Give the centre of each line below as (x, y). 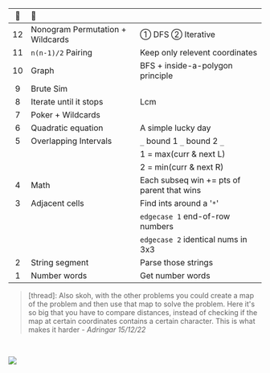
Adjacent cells (57, 203)
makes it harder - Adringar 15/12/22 (87, 330)
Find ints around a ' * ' (180, 203)
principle (157, 76)
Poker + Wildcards (65, 115)
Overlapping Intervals (72, 141)
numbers (157, 226)
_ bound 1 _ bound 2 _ (182, 141)
